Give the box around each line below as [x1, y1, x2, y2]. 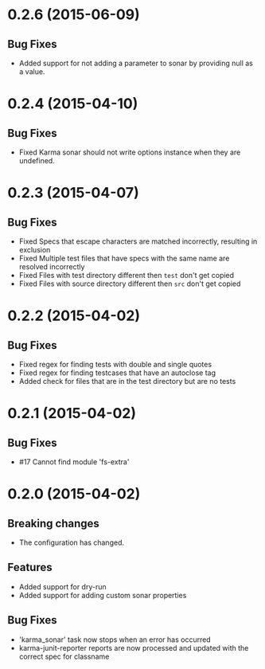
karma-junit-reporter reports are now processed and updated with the [18, 643, 249, 652]
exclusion [18, 245, 51, 254]
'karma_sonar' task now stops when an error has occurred [18, 635, 212, 644]
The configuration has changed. [18, 538, 125, 547]
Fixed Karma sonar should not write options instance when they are [18, 147, 241, 157]
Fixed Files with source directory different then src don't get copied [18, 279, 241, 288]
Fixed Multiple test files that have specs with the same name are [18, 253, 230, 263]
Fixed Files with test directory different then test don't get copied [18, 271, 235, 280]
